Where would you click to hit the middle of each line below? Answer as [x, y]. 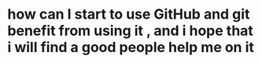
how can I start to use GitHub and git [129, 14]
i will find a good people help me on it [131, 47]
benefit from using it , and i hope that [130, 31]
